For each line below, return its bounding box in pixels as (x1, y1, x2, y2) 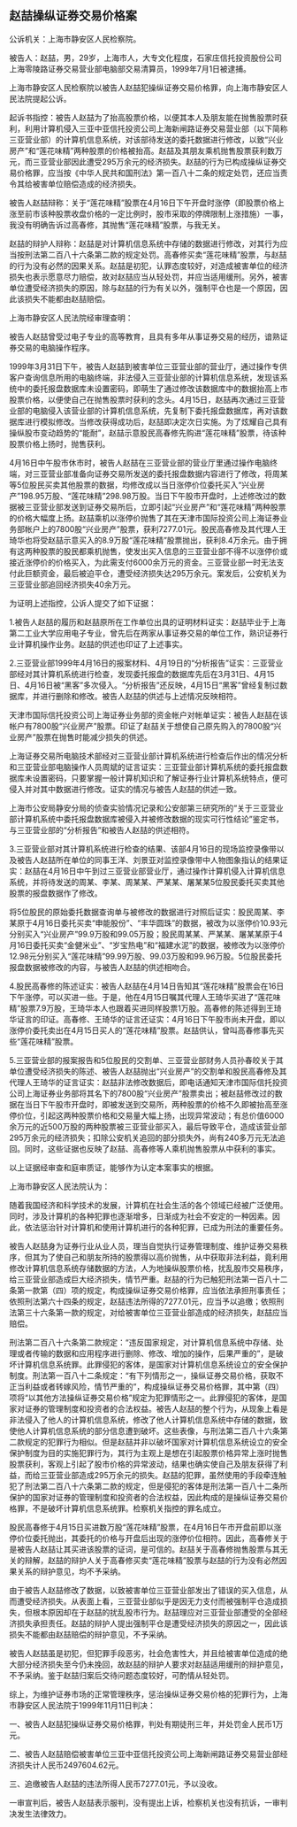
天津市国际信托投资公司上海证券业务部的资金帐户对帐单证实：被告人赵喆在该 (9, 709, 288, 720)
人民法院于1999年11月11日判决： (39, 1700, 156, 1710)
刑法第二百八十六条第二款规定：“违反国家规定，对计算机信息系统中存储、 (9, 1337, 277, 1347)
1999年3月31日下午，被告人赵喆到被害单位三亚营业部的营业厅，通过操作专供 (9, 361, 287, 372)
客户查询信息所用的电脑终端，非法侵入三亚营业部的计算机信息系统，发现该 (9, 372, 280, 382)
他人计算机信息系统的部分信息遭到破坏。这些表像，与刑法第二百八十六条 (16, 1425, 280, 1436)
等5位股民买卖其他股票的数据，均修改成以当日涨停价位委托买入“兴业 (9, 479, 258, 490)
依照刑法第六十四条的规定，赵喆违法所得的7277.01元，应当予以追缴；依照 (9, 1296, 277, 1307)
